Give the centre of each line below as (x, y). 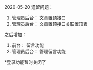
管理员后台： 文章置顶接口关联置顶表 (50, 24)
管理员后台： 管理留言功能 (39, 52)
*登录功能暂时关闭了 (26, 62)
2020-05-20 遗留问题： (29, 7)
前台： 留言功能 (28, 45)
